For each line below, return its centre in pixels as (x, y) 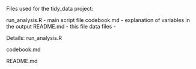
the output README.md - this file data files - (61, 26)
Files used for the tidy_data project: (50, 9)
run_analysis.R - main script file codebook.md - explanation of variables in (98, 20)
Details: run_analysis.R (34, 38)
